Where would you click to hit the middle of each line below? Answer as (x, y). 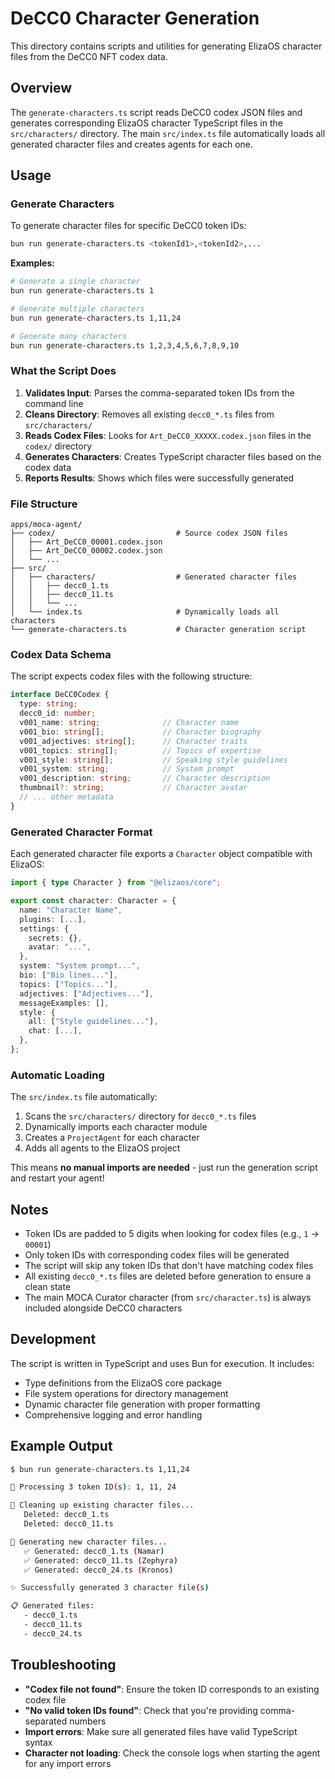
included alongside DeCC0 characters (103, 1308)
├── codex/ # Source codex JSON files (149, 533)
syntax (38, 1742)
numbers (88, 1721)
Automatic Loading (57, 1075)
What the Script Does (63, 371)
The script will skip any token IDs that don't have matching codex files (169, 1265)
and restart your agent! (57, 1178)
